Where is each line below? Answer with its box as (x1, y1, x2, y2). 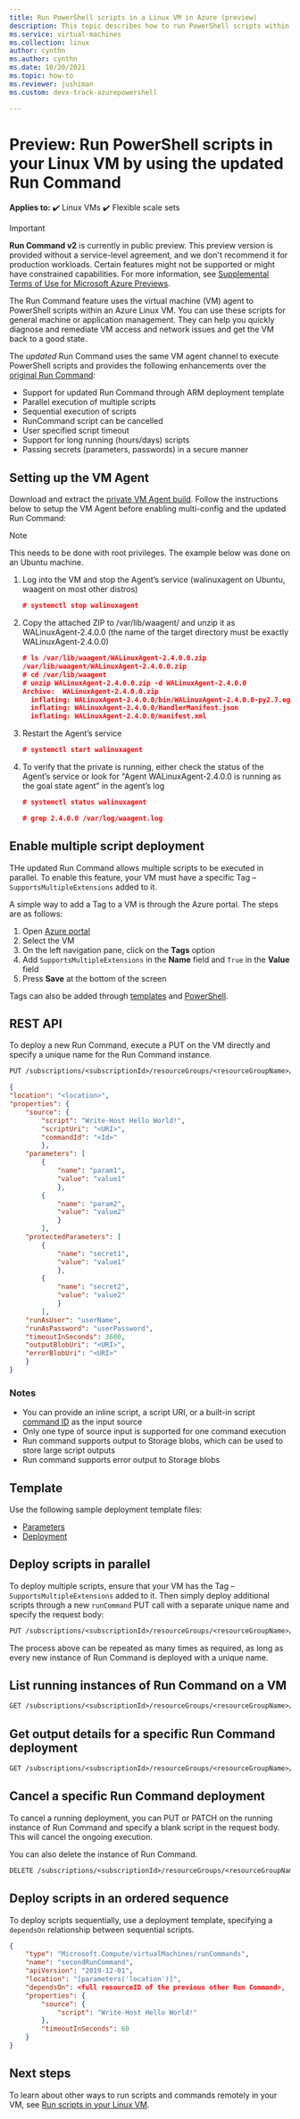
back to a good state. (9, 333, 87, 344)
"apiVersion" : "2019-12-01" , (25, 1966, 134, 1976)
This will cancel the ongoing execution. (9, 1831, 154, 1842)
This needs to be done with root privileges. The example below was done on (9, 547, 290, 559)
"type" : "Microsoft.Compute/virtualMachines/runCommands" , (25, 1950, 250, 1959)
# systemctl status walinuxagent (21, 798, 147, 806)
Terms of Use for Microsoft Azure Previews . (9, 278, 171, 289)
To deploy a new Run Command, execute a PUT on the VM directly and (9, 1040, 271, 1051)
